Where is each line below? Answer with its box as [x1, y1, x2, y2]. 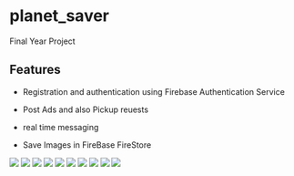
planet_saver [9, 5, 110, 26]
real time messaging [22, 121, 99, 132]
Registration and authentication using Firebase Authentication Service [22, 86, 285, 97]
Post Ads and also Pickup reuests [22, 104, 148, 115]
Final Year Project [9, 36, 76, 47]
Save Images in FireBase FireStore [22, 139, 152, 150]
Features [9, 62, 61, 78]
